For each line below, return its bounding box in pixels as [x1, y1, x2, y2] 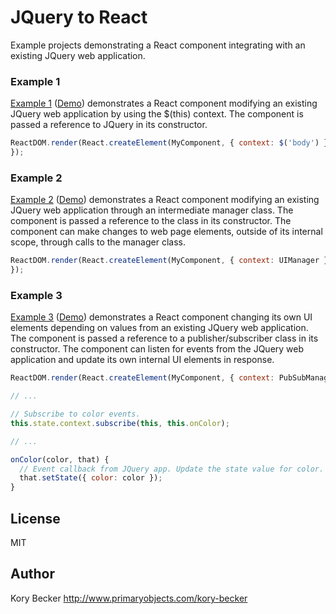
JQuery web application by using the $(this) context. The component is [10, 108, 304, 120]
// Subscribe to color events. [10, 409, 141, 420]
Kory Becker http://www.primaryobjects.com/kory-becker [10, 592, 248, 604]
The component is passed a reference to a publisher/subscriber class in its [10, 332, 319, 345]
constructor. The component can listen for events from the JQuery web [10, 343, 305, 355]
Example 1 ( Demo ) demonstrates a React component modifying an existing [10, 97, 318, 110]
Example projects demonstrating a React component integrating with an [10, 39, 306, 51]
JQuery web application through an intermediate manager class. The [10, 204, 294, 216]
